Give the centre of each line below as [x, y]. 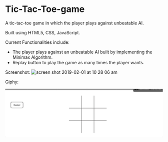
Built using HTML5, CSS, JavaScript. [43, 32]
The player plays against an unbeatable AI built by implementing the [82, 52]
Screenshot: [18, 72]
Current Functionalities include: [37, 42]
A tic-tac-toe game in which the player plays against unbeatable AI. [74, 23]
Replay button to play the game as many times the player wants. [78, 62]
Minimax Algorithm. [32, 57]
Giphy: [12, 82]
